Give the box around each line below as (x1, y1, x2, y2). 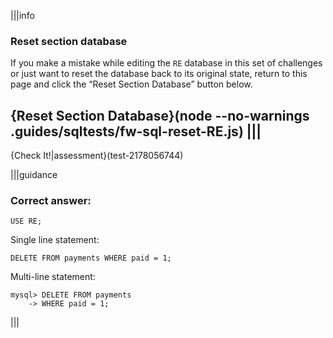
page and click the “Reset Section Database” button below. (10, 78, 253, 90)
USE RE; (10, 216, 43, 227)
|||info (10, 10, 35, 21)
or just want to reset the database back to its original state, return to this (10, 68, 308, 80)
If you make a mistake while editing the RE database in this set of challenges (10, 57, 323, 69)
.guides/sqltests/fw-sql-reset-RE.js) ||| (10, 123, 262, 140)
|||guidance (10, 169, 58, 181)
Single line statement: (10, 234, 100, 246)
